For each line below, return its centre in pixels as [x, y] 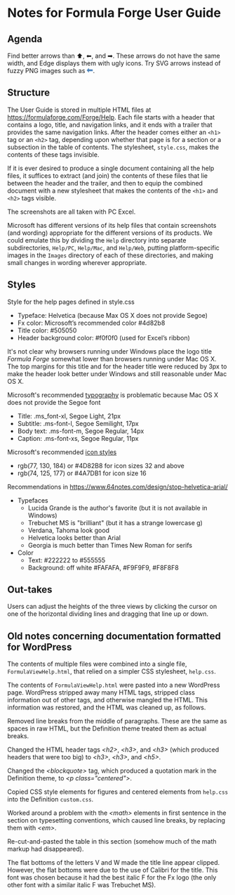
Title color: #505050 [47, 330]
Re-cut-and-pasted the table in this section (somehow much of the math [112, 842]
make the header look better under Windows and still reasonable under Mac [117, 373]
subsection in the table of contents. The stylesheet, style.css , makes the [113, 147]
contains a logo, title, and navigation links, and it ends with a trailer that [110, 124]
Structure [29, 93]
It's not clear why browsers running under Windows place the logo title [110, 351]
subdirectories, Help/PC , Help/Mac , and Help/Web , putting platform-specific [113, 247]
